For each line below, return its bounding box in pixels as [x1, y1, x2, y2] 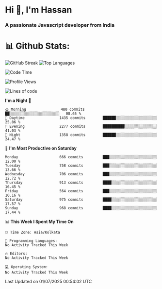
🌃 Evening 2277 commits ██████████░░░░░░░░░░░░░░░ [5, 124, 158, 129]
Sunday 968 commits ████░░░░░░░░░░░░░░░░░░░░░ [5, 206, 158, 211]
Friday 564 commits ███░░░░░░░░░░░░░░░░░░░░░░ [5, 189, 158, 194]
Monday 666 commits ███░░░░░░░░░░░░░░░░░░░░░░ [5, 155, 158, 160]
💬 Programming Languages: [5, 238, 57, 243]
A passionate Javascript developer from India [5, 22, 115, 29]
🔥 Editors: [5, 251, 28, 256]
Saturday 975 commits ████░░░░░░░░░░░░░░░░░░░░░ [5, 197, 158, 202]
